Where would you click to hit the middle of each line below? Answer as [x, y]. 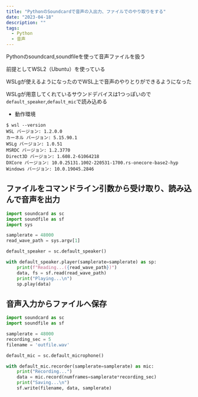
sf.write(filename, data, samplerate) [64, 388]
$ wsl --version [26, 125]
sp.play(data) [34, 284]
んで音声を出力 [33, 200]
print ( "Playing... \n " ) [44, 278]
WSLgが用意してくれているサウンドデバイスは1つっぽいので [79, 94]
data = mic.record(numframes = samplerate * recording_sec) [87, 377]
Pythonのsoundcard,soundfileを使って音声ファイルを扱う [76, 56]
